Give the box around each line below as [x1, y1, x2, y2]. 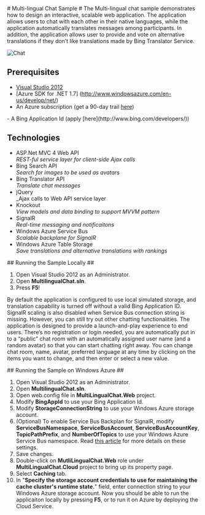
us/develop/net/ [15, 96, 57, 104]
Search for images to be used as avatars [15, 168, 120, 176]
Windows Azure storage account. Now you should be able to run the [15, 489, 189, 497]
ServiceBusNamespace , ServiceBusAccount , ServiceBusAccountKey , [15, 424, 199, 431]
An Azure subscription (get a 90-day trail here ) [15, 103, 134, 110]
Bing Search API [15, 162, 57, 170]
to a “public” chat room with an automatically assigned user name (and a [7, 335, 191, 342]
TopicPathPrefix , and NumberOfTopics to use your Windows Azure [15, 430, 189, 438]
